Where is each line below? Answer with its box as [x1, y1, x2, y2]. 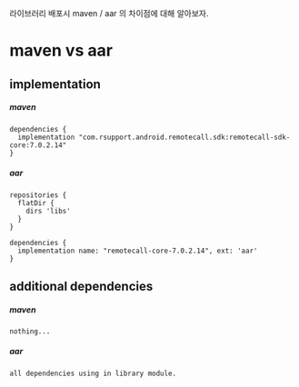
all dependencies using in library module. [9, 369, 177, 378]
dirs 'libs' [25, 206, 71, 215]
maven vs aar [9, 40, 114, 61]
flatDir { [17, 198, 55, 207]
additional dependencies [9, 278, 154, 293]
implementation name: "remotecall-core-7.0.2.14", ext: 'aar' [17, 246, 258, 255]
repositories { [9, 190, 67, 200]
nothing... [9, 326, 51, 336]
